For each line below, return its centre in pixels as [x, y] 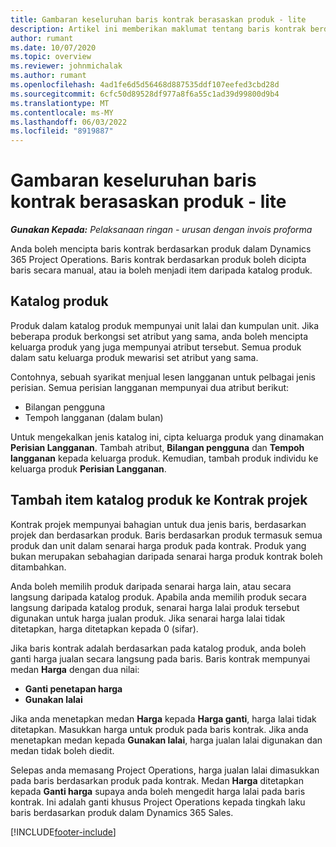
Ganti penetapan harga [73, 688]
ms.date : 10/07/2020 [53, 47]
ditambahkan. [38, 567]
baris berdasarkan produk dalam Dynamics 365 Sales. [122, 812]
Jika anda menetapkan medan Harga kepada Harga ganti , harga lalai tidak [163, 718]
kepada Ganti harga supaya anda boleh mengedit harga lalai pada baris [158, 791]
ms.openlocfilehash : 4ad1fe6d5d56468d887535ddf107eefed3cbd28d [145, 85]
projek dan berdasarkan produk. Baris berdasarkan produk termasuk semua [166, 535]
